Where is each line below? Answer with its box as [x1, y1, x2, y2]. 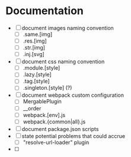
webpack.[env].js [23, 111, 66, 119]
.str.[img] [23, 44, 46, 51]
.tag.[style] [23, 78, 50, 85]
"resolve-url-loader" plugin [23, 139, 90, 146]
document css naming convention [21, 58, 105, 66]
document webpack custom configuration [21, 91, 124, 99]
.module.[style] [23, 64, 60, 71]
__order [23, 104, 41, 112]
